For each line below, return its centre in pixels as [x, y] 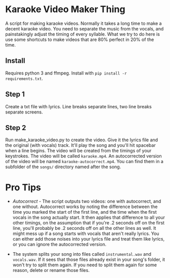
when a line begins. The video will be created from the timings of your [78, 151]
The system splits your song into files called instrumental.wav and [82, 254]
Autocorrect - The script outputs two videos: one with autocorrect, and [87, 202]
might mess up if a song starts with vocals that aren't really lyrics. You [86, 233]
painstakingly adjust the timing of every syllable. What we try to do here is [82, 34]
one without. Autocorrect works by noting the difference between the [85, 207]
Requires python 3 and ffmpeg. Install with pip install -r [66, 73]
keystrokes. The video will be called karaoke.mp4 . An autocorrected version [84, 156]
